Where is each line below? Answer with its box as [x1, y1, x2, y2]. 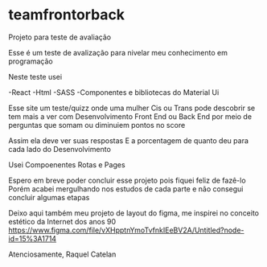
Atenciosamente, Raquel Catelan [8, 249, 117, 259]
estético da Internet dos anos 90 [8, 216, 117, 226]
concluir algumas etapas [8, 192, 90, 202]
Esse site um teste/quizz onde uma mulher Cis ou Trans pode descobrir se [8, 103, 256, 113]
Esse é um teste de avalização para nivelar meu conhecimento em [8, 47, 228, 57]
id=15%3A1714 [8, 233, 57, 243]
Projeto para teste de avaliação [8, 32, 111, 42]
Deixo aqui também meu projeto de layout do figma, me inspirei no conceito [8, 207, 260, 218]
